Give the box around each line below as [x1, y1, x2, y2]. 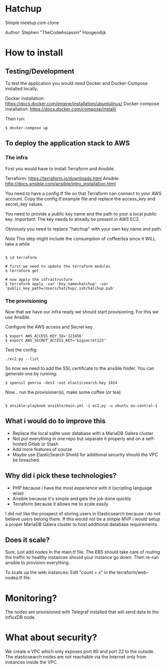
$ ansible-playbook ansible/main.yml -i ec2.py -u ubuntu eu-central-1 [5, 403, 157, 408]
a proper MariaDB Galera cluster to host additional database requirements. [5, 521, 158, 527]
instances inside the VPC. [5, 659, 58, 665]
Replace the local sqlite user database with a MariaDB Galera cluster [12, 430, 153, 436]
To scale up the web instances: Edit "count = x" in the [5, 570, 116, 576]
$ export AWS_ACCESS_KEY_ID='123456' [5, 333, 84, 339]
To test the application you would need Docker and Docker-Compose [5, 80, 148, 86]
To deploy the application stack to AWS [5, 139, 130, 148]
